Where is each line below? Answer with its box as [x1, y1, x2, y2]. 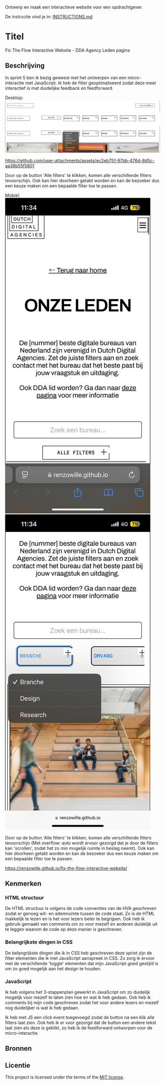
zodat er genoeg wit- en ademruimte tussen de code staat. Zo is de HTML [5, 910, 155, 916]
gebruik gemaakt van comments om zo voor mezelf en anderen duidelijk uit [5, 921, 158, 927]
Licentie [5, 1061, 30, 1069]
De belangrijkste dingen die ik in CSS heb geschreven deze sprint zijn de [5, 950, 152, 956]
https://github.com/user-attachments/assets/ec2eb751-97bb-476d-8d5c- [5, 157, 155, 163]
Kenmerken [5, 879, 42, 888]
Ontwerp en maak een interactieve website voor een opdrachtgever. [5, 4, 143, 10]
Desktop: [5, 95, 24, 101]
